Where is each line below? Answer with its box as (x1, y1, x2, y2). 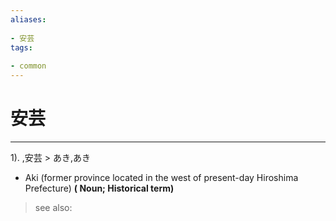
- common (10, 61, 47, 71)
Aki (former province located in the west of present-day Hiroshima (24, 171, 299, 183)
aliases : (10, 14, 47, 25)
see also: (34, 201, 73, 213)
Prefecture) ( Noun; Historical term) (24, 182, 175, 194)
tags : (10, 42, 33, 53)
